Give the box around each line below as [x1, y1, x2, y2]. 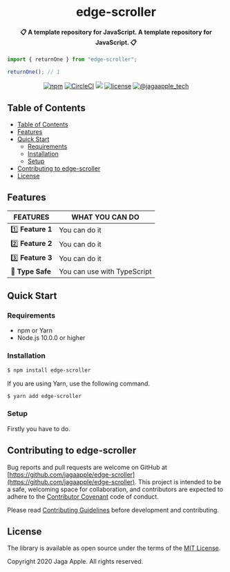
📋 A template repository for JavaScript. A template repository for [20, 28, 212, 36]
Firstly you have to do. [7, 424, 70, 432]
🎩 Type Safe [10, 267, 52, 276]
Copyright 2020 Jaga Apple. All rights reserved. [7, 557, 144, 566]
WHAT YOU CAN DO [71, 212, 140, 222]
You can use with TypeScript [58, 267, 152, 276]
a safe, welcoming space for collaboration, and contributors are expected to [7, 485, 223, 493]
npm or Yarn [17, 326, 53, 335]
